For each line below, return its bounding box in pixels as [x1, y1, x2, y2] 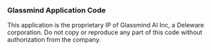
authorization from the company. [7, 36, 101, 44]
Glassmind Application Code [7, 5, 106, 15]
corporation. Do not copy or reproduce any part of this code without [7, 28, 203, 36]
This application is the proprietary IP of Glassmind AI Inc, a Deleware [7, 21, 204, 29]
